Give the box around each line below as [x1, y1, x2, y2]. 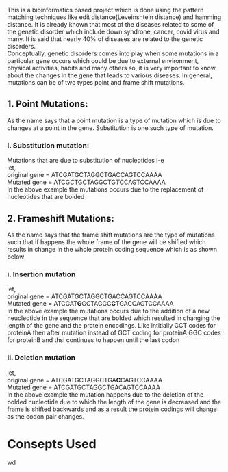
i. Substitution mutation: [7, 140, 90, 150]
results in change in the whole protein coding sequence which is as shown [7, 245, 218, 253]
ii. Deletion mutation [7, 353, 76, 363]
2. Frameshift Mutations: [7, 212, 115, 224]
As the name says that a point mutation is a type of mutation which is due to [7, 116, 221, 124]
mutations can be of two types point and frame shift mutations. [7, 79, 185, 86]
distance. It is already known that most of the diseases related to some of [7, 21, 214, 28]
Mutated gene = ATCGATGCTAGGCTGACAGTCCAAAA [7, 383, 161, 391]
